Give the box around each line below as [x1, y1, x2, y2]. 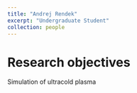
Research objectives [7, 54, 131, 70]
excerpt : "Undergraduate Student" [7, 17, 110, 24]
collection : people [7, 23, 65, 31]
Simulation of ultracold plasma [7, 77, 97, 86]
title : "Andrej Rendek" [7, 10, 78, 18]
